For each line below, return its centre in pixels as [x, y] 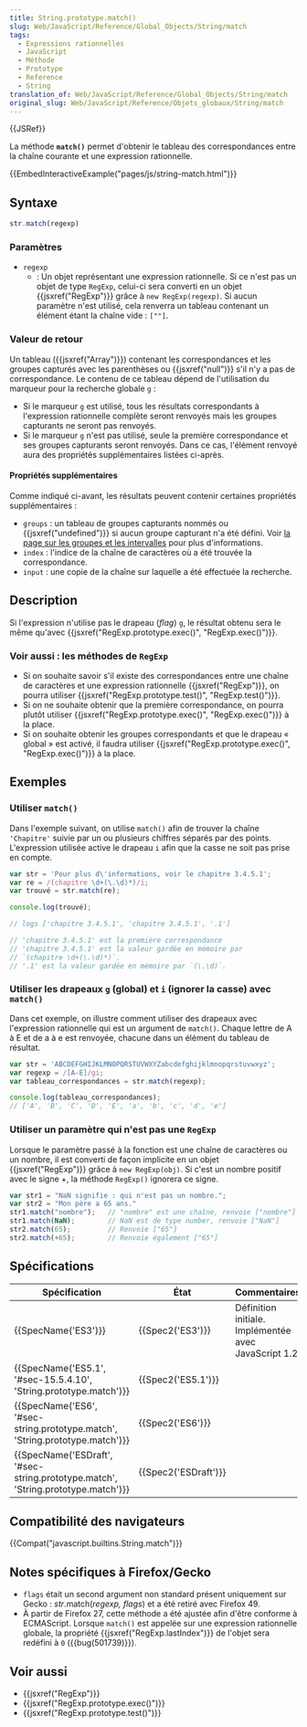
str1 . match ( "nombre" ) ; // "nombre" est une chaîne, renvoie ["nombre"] [153, 1213]
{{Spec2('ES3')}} [175, 1330]
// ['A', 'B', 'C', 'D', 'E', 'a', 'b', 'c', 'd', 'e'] [118, 1107]
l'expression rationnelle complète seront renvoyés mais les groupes [149, 416]
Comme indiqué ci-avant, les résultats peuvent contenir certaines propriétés [153, 495]
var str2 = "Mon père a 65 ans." [73, 1204]
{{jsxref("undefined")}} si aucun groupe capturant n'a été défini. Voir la [156, 533]
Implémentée [263, 1330]
